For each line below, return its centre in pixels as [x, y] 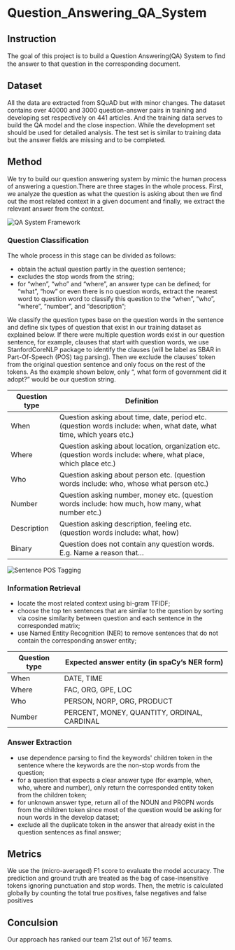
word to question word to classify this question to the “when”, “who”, [116, 298]
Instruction [32, 39]
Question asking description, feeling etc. [126, 524]
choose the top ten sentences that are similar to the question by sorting [120, 611]
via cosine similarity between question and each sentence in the [110, 618]
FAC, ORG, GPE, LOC [98, 690]
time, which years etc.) [97, 434]
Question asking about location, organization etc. [140, 446]
